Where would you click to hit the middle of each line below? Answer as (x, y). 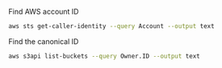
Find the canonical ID (44, 41)
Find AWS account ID (44, 12)
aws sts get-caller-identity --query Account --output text (112, 26)
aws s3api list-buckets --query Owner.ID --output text (104, 56)
